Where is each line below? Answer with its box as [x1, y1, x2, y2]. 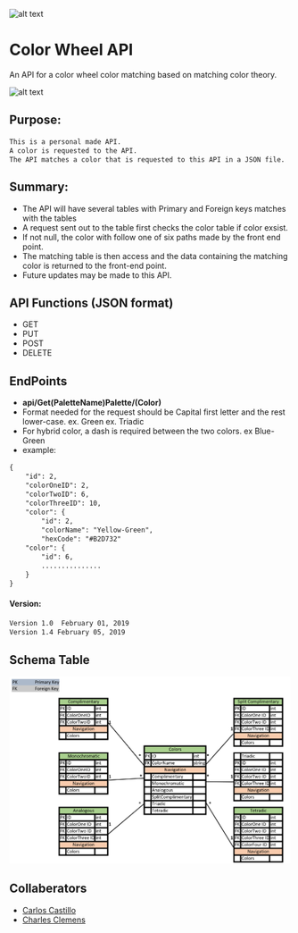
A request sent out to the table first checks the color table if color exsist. [21, 222, 288, 232]
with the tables [21, 213, 78, 223]
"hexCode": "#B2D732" [41, 534, 122, 544]
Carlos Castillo [21, 904, 77, 915]
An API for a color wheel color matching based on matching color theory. [9, 69, 277, 80]
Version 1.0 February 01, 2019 [9, 619, 129, 628]
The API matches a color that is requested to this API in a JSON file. [9, 155, 286, 164]
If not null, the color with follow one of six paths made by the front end [21, 231, 281, 242]
